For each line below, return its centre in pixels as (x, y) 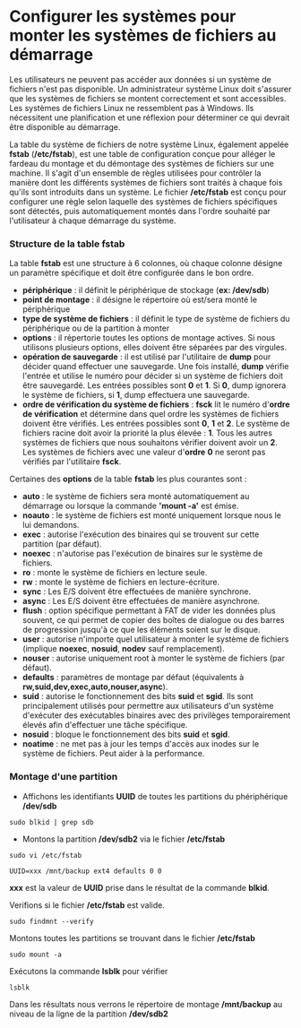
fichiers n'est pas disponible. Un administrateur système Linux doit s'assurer (150, 89)
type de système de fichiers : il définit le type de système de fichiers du (156, 319)
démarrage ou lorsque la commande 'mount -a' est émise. (130, 506)
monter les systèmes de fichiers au (143, 35)
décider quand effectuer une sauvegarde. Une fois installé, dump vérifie (155, 367)
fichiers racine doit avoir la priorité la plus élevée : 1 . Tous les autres (147, 433)
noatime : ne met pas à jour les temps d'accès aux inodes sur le (141, 744)
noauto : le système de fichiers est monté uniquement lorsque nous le (152, 515)
